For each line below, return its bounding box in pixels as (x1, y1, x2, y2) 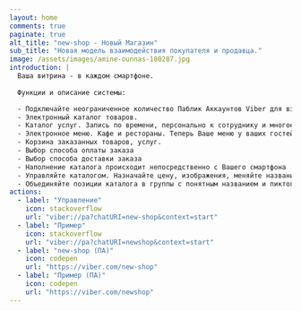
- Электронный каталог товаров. (17, 113, 139, 122)
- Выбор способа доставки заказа (17, 154, 142, 163)
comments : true (9, 22, 66, 30)
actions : (9, 187, 42, 197)
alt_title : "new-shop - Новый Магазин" (9, 38, 159, 48)
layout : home (9, 13, 58, 22)
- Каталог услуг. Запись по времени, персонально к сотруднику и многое (17, 121, 295, 130)
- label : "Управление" (17, 196, 102, 205)
